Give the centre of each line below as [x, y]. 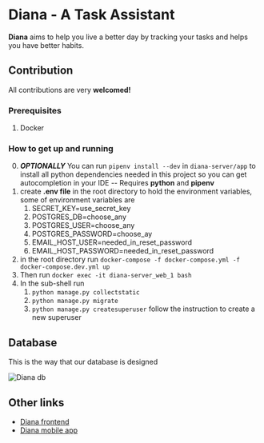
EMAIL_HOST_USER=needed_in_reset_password [112, 242]
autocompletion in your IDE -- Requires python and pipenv [117, 183]
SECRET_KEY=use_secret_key [81, 209]
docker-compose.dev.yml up [65, 267]
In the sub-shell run [52, 283]
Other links [36, 403]
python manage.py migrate [75, 301]
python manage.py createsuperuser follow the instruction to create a [144, 309]
